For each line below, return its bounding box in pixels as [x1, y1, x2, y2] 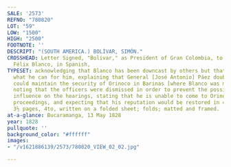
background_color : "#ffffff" [7, 131, 91, 138]
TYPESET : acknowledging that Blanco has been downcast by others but [7, 67, 211, 74]
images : [7, 138, 30, 144]
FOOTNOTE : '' [7, 42, 45, 49]
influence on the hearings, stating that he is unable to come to [13, 93, 208, 100]
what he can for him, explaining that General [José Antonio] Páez [13, 73, 211, 81]
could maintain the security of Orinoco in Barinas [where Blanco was [13, 80, 220, 87]
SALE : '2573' [7, 10, 45, 17]
